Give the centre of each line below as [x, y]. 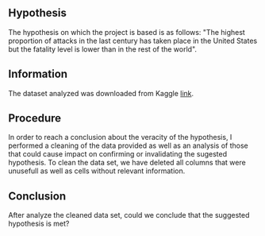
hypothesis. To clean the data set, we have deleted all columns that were [127, 163]
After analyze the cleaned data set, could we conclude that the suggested [129, 215]
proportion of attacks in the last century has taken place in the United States [133, 41]
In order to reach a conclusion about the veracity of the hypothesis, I [120, 137]
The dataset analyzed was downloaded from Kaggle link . [101, 93]
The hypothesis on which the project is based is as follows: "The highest [127, 32]
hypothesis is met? [39, 224]
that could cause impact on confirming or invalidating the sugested [118, 154]
